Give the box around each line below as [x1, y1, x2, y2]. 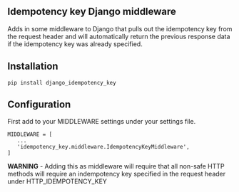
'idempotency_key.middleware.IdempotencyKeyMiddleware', [16, 144, 190, 151]
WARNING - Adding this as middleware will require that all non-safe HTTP [7, 162, 225, 171]
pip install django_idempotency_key [7, 79, 116, 86]
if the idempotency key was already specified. [7, 39, 143, 48]
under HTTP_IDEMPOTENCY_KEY [7, 177, 107, 186]
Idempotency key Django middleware [7, 6, 177, 18]
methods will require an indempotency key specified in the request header [7, 170, 226, 178]
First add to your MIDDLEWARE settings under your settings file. [7, 117, 196, 126]
